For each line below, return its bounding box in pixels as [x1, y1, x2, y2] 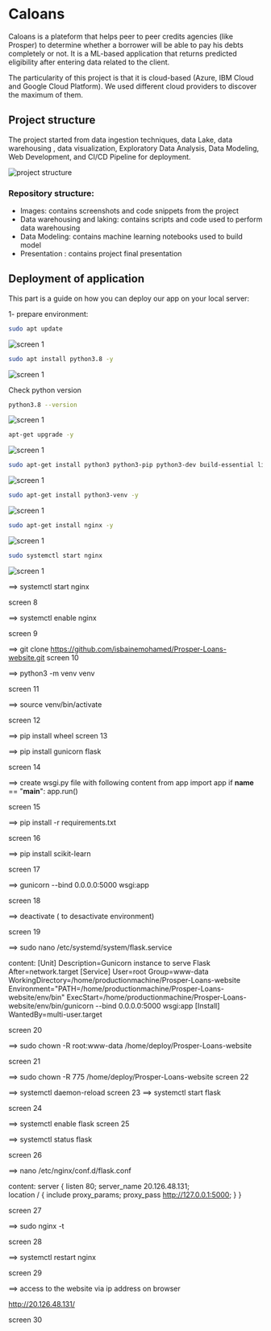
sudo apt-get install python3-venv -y [8, 491, 139, 500]
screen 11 [8, 684, 40, 693]
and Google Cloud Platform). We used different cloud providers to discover [8, 81, 257, 91]
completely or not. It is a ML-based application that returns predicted [8, 48, 238, 58]
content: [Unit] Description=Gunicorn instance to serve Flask [8, 958, 211, 967]
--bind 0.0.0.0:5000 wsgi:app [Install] [95, 1000, 220, 1010]
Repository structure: [8, 187, 95, 198]
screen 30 [8, 1315, 43, 1325]
